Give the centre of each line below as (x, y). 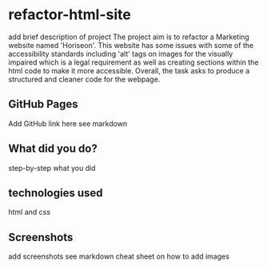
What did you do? (53, 149)
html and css (29, 212)
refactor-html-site (70, 15)
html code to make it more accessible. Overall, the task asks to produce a (129, 70)
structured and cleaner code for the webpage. (84, 79)
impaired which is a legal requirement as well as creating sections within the (133, 62)
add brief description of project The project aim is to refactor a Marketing (129, 37)
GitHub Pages (43, 104)
